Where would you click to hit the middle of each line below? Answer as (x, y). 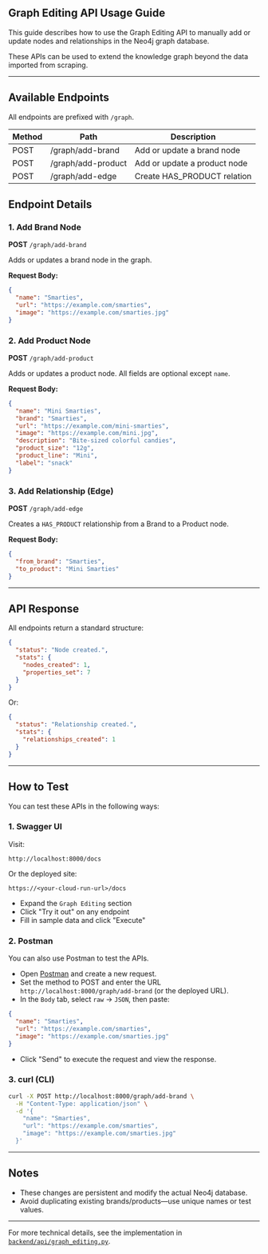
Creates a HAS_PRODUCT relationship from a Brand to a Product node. (118, 524)
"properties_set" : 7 (57, 672)
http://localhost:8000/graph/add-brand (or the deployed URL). (124, 991)
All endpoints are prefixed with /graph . (71, 117)
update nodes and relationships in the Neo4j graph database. (109, 41)
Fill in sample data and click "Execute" (83, 920)
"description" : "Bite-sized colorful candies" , (96, 441)
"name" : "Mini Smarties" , (59, 411)
